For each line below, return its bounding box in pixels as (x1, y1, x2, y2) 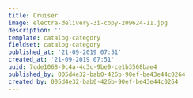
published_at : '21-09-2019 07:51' (8, 48, 123, 56)
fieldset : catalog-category (8, 41, 101, 49)
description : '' (8, 26, 62, 34)
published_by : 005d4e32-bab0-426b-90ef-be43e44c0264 (8, 70, 186, 78)
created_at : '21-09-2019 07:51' (8, 56, 115, 64)
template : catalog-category (8, 33, 101, 42)
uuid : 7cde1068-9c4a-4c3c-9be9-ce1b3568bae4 (8, 63, 157, 71)
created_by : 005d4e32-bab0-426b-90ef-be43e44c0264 (8, 77, 179, 85)
